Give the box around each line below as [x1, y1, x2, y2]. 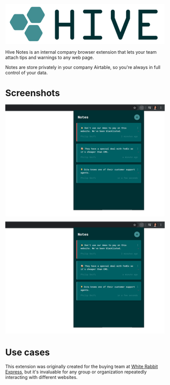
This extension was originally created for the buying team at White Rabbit [5, 363, 158, 369]
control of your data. [5, 70, 48, 75]
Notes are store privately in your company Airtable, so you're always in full [5, 64, 161, 70]
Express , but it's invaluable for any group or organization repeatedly [5, 369, 147, 375]
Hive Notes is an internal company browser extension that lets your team [5, 49, 157, 55]
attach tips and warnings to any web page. [5, 55, 95, 60]
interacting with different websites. [5, 374, 78, 380]
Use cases [5, 346, 50, 358]
